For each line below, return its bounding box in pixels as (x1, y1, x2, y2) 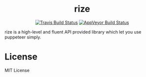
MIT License (4, 67, 30, 73)
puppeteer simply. (4, 34, 41, 40)
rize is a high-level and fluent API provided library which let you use (4, 29, 142, 35)
